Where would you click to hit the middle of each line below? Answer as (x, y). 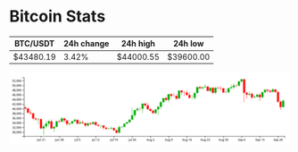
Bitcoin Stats (58, 17)
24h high (138, 44)
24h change (87, 44)
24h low (188, 44)
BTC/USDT (35, 44)
